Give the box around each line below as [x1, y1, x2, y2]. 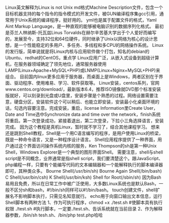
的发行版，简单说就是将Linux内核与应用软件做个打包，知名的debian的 [5, 48, 150, 54]
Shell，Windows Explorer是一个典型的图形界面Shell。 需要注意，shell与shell [5, 149, 163, 155]
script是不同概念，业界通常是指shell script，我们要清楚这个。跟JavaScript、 [5, 156, 163, 161]
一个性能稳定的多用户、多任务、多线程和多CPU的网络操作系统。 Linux [18, 42, 164, 48]
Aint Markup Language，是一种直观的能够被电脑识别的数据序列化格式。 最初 [5, 23, 164, 29]
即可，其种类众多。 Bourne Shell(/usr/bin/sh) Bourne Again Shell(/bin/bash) [5, 168, 162, 174]
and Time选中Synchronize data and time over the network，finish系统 [16, 111, 161, 117]
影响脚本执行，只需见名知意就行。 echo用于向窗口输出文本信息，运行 [18, 193, 162, 199]
